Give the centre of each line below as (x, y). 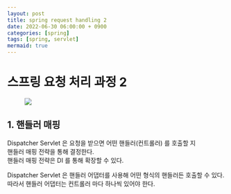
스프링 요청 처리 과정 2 (67, 82)
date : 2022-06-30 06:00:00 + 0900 (57, 26)
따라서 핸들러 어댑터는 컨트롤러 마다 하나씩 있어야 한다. (81, 184)
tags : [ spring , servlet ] (43, 39)
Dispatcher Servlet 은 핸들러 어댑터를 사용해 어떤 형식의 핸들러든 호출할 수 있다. (116, 175)
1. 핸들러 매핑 (34, 125)
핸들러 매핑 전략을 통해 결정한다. (51, 151)
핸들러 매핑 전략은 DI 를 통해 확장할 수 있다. (66, 160)
